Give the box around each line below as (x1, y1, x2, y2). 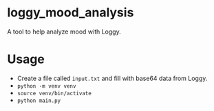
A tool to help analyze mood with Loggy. (7, 27, 122, 36)
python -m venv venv (17, 82, 76, 90)
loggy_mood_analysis (7, 5, 134, 21)
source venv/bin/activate (17, 90, 92, 97)
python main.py (17, 97, 61, 104)
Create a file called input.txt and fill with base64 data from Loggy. (17, 74, 208, 82)
